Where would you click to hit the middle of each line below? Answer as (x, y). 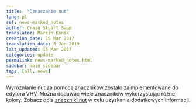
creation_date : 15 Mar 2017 (40, 38)
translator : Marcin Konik (37, 33)
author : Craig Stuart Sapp (39, 28)
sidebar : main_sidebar (34, 66)
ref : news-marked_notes (35, 22)
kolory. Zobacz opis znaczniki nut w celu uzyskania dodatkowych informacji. (98, 100)
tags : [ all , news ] (28, 71)
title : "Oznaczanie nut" (37, 11)
